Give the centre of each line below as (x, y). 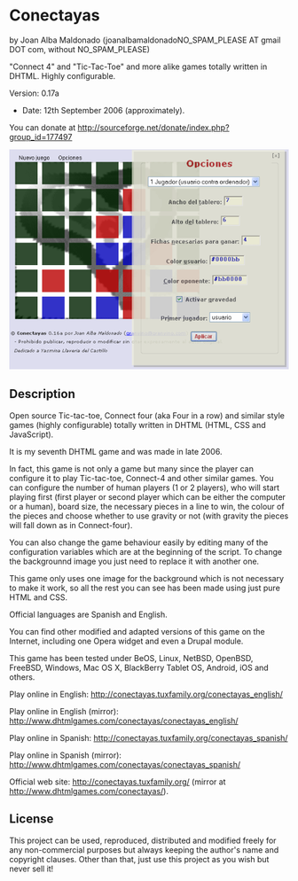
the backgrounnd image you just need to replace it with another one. (134, 561)
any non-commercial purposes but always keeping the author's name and (144, 850)
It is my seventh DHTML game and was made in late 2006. (116, 451)
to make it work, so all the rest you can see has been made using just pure (145, 588)
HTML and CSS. (39, 597)
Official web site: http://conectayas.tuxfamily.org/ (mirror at (118, 782)
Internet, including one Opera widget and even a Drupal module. (126, 641)
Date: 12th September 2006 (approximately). (103, 110)
